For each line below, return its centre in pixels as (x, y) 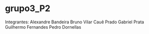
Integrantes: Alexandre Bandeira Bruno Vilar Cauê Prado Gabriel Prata (74, 22)
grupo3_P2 (28, 8)
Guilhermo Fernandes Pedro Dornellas (43, 27)
